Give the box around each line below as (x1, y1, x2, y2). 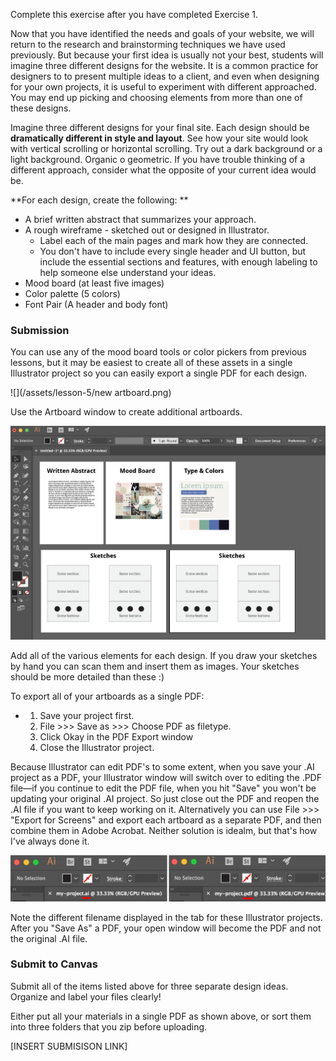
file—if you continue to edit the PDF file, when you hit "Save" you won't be (10, 782, 317, 794)
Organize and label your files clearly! (10, 990, 162, 1003)
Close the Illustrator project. (39, 742, 155, 754)
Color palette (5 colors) (24, 288, 121, 299)
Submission (10, 323, 70, 337)
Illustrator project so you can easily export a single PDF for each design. (10, 367, 308, 379)
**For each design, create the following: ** (10, 194, 189, 206)
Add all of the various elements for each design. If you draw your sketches (10, 650, 318, 662)
